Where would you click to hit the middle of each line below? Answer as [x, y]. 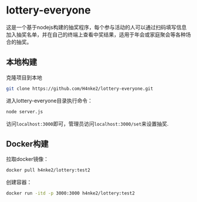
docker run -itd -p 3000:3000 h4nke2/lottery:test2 [70, 193]
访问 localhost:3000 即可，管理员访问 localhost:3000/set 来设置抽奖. [87, 123]
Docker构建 [27, 144]
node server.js [25, 112]
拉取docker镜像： [27, 159]
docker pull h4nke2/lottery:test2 [48, 170]
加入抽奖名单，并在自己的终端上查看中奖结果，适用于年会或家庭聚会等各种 [96, 34]
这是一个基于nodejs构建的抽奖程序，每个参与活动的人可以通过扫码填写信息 [96, 27]
